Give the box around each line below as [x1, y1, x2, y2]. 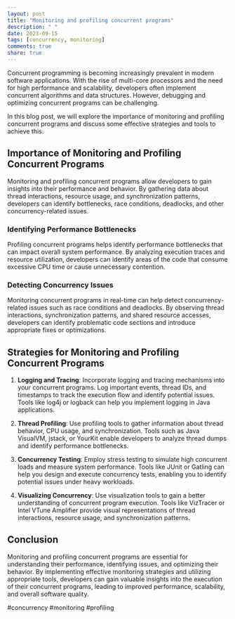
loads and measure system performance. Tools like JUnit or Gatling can [17, 462, 224, 471]
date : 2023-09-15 [7, 29, 58, 37]
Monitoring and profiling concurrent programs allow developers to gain [7, 177, 213, 185]
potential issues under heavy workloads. [17, 478, 135, 486]
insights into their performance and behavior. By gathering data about [7, 184, 209, 193]
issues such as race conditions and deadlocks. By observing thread [29, 303, 224, 312]
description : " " [7, 23, 58, 30]
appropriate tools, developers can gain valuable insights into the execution [7, 575, 222, 583]
